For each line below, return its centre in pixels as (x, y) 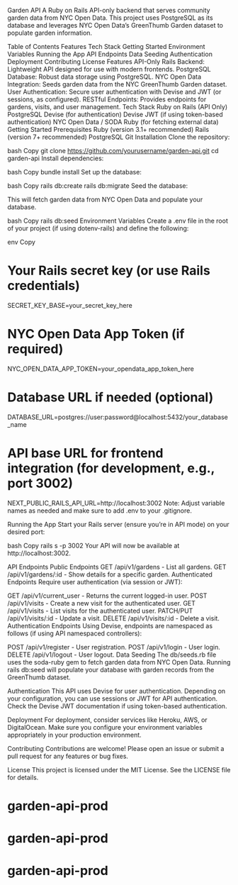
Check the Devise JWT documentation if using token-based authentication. (117, 706)
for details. (23, 777)
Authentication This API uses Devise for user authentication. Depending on (117, 691)
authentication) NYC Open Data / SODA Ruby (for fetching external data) (113, 122)
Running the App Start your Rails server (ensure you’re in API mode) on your (119, 524)
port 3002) (40, 483)
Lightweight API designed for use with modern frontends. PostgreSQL (109, 69)
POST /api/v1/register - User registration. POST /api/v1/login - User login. (114, 647)
